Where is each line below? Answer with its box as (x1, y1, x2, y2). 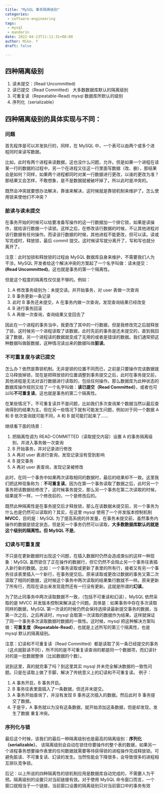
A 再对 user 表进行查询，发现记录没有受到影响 (12, 452, 105, 458)
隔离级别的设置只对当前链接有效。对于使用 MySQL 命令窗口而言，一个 (13, 777, 155, 783)
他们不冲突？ (21, 194, 48, 200)
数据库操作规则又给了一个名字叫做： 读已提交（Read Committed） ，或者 (5, 384, 149, 390)
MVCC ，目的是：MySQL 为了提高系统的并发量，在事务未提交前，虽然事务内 (5, 515, 159, 521)
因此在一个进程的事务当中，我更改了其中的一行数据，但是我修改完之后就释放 (5, 322, 159, 328)
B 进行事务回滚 (12, 306, 42, 312)
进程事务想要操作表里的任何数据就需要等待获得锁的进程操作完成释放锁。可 (9, 748, 159, 754)
